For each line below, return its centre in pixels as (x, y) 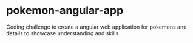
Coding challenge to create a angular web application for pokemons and (96, 27)
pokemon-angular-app (65, 10)
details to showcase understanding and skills (63, 33)
